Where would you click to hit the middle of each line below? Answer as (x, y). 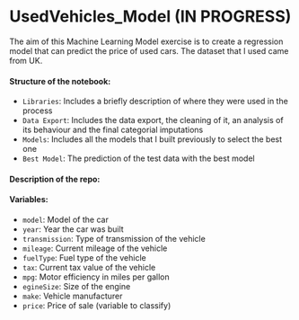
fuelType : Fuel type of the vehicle (84, 257)
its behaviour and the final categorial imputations (113, 130)
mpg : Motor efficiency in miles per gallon (96, 277)
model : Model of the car (66, 219)
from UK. (26, 60)
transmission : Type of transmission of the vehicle (114, 238)
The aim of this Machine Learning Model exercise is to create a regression (146, 41)
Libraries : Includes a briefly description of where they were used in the (155, 102)
